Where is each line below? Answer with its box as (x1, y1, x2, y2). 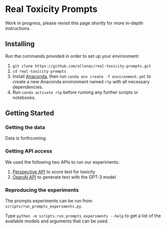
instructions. (5, 25, 31, 31)
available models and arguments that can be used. (5, 218, 109, 224)
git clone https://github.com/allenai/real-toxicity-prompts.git (12, 63, 151, 68)
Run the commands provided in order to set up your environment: (5, 53, 140, 59)
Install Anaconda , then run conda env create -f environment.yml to (12, 73, 151, 79)
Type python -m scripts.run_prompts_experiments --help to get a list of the (5, 213, 161, 219)
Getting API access (5, 148, 52, 155)
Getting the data (5, 124, 45, 131)
